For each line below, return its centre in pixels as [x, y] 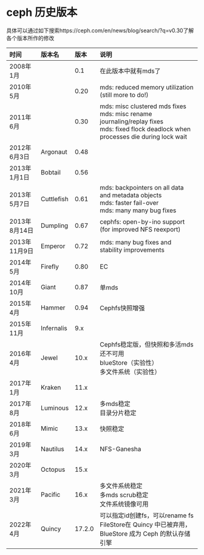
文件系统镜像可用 [124, 504]
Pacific [50, 494]
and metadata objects [131, 195]
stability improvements [132, 250]
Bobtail [50, 172]
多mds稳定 [115, 404]
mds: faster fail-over [129, 202]
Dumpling [54, 226]
